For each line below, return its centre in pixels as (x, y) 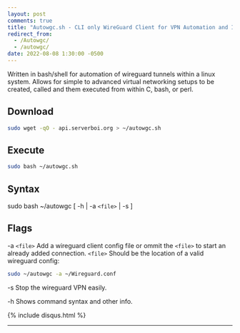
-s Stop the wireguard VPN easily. (57, 287)
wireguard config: (34, 260)
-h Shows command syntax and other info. (70, 301)
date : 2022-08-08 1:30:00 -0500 (55, 54)
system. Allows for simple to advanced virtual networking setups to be (111, 81)
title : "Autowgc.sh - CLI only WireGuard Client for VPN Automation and (118, 27)
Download (30, 112)
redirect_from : (30, 34)
